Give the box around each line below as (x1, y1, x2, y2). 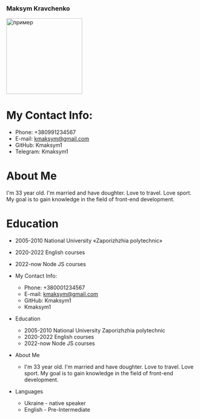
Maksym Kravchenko (6, 4, 70, 13)
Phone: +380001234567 (24, 284, 85, 292)
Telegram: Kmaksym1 (15, 148, 68, 155)
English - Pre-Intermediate (24, 406, 91, 414)
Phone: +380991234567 (15, 129, 76, 136)
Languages (15, 388, 44, 395)
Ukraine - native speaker (24, 400, 86, 407)
